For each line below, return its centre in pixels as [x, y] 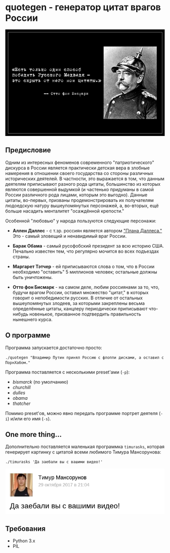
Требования [25, 528]
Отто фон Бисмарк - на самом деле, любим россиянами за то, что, [86, 287]
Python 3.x [24, 541]
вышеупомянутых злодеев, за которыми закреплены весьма [79, 303]
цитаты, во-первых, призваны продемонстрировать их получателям [79, 200]
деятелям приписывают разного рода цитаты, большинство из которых [83, 184]
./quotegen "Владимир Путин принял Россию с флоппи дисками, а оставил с [85, 357]
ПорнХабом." [18, 362]
